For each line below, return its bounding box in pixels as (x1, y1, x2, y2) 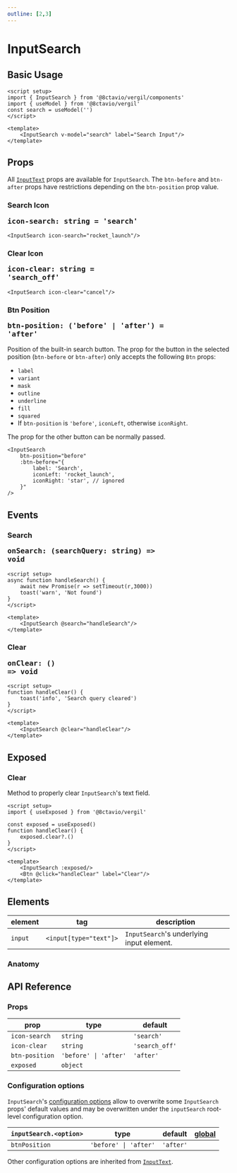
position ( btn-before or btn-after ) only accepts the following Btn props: (7, 353, 217, 361)
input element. (125, 937, 173, 947)
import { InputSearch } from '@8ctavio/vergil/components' (7, 93, 185, 101)
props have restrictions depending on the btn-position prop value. (24, 183, 219, 191)
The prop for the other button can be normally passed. (7, 433, 166, 441)
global (194, 1128, 217, 1138)
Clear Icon (7, 248, 44, 258)
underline (17, 398, 47, 405)
